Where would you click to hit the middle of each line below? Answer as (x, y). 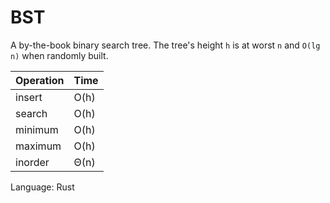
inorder (32, 162)
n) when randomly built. (59, 55)
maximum (38, 146)
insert (29, 97)
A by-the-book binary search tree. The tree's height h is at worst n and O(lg (165, 45)
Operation (40, 80)
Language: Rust (42, 187)
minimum (37, 129)
